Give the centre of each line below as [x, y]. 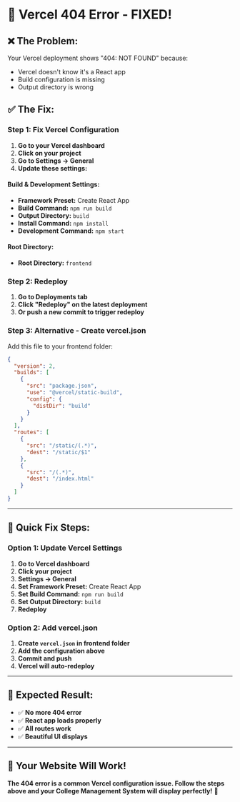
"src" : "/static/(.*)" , [62, 446]
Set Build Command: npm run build [70, 594]
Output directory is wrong [56, 87]
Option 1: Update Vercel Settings [65, 548]
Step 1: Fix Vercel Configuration [63, 130]
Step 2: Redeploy [37, 281]
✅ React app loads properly [59, 720]
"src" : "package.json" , [62, 386]
